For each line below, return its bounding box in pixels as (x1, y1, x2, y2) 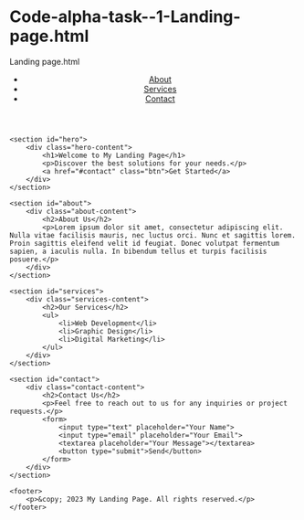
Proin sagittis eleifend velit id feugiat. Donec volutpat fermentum (9, 239, 280, 248)
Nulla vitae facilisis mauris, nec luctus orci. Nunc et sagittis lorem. (9, 230, 297, 239)
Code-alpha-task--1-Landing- (9, 6, 241, 27)
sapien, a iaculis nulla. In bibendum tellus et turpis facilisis (9, 247, 267, 256)
